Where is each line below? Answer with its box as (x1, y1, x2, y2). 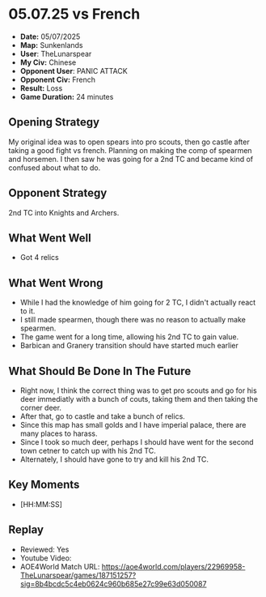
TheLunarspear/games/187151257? (19, 570, 137, 580)
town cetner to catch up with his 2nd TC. (19, 446, 156, 455)
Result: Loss (19, 83, 63, 93)
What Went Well (8, 231, 91, 245)
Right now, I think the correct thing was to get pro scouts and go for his (19, 386, 257, 395)
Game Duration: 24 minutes (19, 92, 114, 101)
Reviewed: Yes (19, 544, 70, 554)
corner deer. (19, 403, 62, 412)
